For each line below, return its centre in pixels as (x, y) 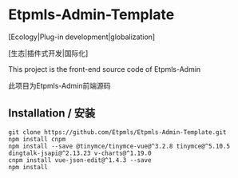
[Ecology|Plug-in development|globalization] (82, 37)
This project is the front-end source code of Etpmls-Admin (105, 69)
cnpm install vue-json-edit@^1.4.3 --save (80, 160)
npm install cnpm (37, 139)
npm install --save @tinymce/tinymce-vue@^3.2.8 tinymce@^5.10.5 (119, 146)
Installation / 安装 (52, 113)
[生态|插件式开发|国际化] (48, 53)
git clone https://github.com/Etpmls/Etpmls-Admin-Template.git (117, 132)
